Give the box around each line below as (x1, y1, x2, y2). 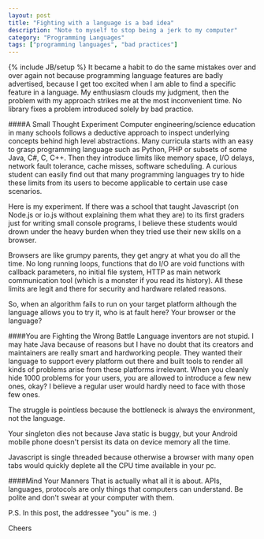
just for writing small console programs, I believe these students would (8, 218, 238, 229)
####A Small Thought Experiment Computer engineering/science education (8, 120, 256, 129)
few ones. (8, 390, 41, 400)
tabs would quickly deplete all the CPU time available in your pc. (8, 461, 217, 470)
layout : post (8, 11, 51, 20)
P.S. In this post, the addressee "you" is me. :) (8, 508, 158, 518)
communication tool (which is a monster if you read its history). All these (8, 276, 243, 285)
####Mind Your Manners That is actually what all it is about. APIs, (8, 476, 222, 485)
